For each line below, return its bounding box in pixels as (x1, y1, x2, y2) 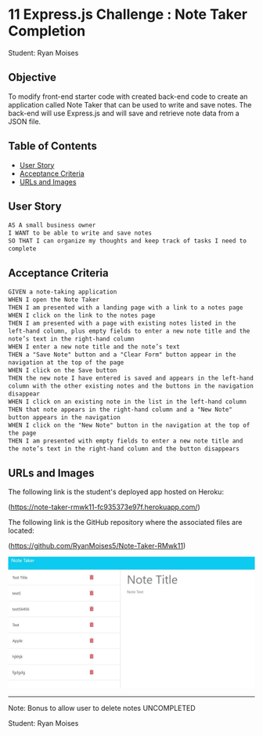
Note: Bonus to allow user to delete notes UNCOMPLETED (8, 704, 196, 713)
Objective (8, 71, 57, 84)
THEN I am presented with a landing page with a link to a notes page (8, 304, 243, 312)
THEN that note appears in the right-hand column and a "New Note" (8, 406, 233, 414)
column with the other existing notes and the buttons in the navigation (8, 382, 254, 390)
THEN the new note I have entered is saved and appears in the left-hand (8, 374, 254, 382)
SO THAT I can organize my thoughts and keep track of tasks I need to (8, 237, 247, 245)
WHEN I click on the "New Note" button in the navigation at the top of (8, 421, 250, 429)
